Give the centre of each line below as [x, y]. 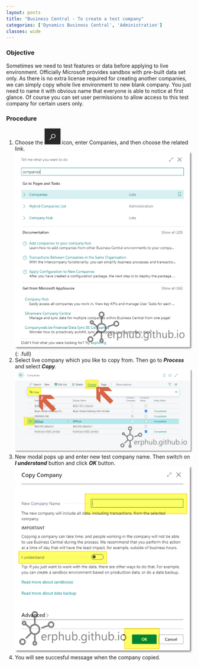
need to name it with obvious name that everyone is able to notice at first [95, 91]
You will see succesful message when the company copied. [87, 658]
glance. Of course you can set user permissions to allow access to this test [98, 97]
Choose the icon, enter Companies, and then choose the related [101, 142]
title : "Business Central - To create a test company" [75, 19]
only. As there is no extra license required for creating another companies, [97, 78]
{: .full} [23, 354]
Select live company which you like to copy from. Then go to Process [99, 360]
